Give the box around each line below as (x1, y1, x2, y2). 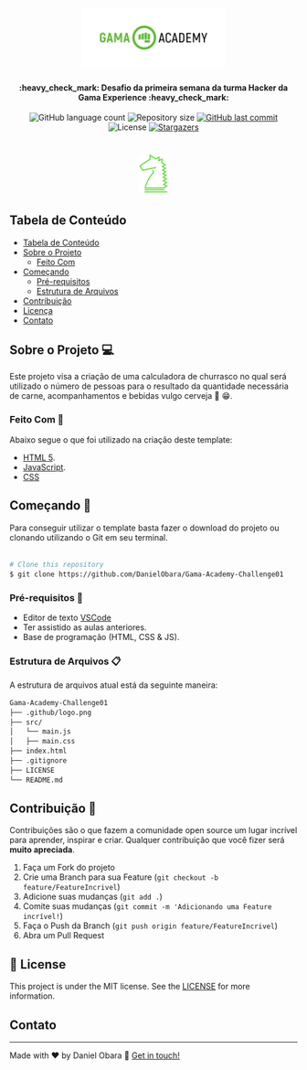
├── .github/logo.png (9, 708, 92, 717)
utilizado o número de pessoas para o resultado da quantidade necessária (9, 380, 290, 391)
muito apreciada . (9, 844, 75, 855)
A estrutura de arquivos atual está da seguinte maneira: (9, 679, 218, 690)
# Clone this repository (9, 561, 104, 570)
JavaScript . (22, 461, 67, 473)
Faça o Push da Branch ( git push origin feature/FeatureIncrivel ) (22, 920, 279, 931)
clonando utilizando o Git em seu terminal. (9, 531, 169, 542)
